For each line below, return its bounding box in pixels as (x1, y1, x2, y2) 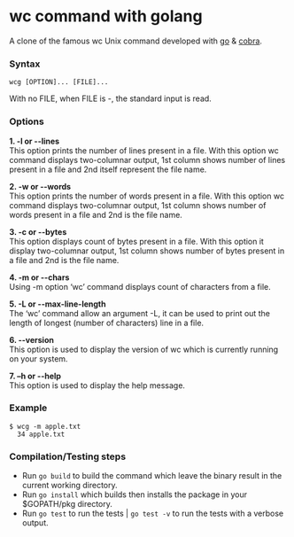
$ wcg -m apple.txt (9, 422, 81, 431)
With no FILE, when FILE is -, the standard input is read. (9, 93, 213, 104)
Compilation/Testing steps (9, 450, 127, 463)
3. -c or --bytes (9, 226, 67, 237)
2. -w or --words (9, 181, 72, 191)
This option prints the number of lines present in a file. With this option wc (9, 144, 279, 156)
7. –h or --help (9, 370, 62, 381)
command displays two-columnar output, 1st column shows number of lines (9, 154, 286, 165)
